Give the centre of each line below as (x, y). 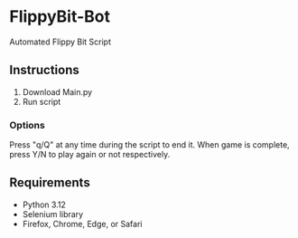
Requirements (50, 183)
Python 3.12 (44, 205)
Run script (42, 101)
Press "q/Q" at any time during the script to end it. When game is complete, (150, 145)
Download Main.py (57, 91)
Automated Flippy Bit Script (60, 42)
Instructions (44, 70)
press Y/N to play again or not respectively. (90, 155)
